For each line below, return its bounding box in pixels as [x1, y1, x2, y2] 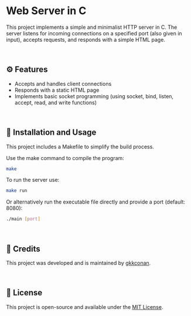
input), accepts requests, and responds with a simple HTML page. [6, 36, 166, 43]
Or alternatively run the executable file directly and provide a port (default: [6, 198, 186, 205]
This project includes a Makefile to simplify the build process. [6, 143, 154, 150]
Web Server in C [6, 4, 87, 18]
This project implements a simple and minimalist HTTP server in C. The [6, 24, 178, 31]
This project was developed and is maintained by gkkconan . [6, 260, 151, 266]
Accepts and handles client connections [14, 80, 112, 87]
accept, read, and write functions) [14, 99, 97, 106]
